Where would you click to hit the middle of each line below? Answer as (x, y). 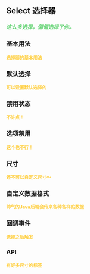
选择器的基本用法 (24, 57)
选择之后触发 (20, 237)
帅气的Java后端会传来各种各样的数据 (45, 207)
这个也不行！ (20, 147)
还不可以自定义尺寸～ (29, 177)
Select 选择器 (31, 11)
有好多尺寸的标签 (24, 265)
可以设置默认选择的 (27, 88)
